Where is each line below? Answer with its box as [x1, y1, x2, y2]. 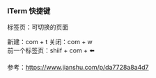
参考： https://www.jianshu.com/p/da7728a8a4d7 [7, 64, 149, 72]
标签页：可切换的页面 [7, 23, 68, 32]
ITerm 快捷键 [7, 6, 51, 15]
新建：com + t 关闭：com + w [7, 38, 93, 46]
